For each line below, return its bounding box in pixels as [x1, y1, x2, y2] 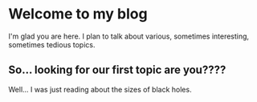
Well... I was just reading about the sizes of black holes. [8, 84, 192, 94]
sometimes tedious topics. [8, 39, 96, 49]
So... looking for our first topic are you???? [8, 63, 226, 77]
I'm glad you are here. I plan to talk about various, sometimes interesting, [8, 31, 250, 41]
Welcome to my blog [8, 5, 148, 23]
